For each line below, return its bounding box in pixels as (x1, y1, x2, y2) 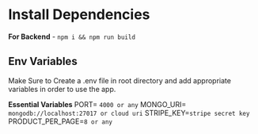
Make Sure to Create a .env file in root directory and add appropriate (8, 75, 232, 85)
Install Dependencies (8, 6, 150, 24)
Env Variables (8, 55, 78, 68)
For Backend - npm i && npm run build (8, 32, 136, 41)
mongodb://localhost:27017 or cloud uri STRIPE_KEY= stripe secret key (8, 108, 250, 117)
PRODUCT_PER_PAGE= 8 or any (8, 117, 113, 126)
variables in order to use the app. (8, 84, 116, 94)
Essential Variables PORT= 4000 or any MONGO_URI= (8, 99, 187, 109)
